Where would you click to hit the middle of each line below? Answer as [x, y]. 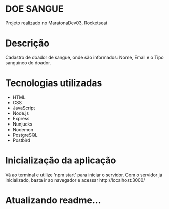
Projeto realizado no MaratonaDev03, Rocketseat [56, 23]
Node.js [21, 113]
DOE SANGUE [35, 9]
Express [21, 118]
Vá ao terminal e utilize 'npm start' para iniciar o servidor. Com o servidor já [84, 175]
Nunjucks [23, 124]
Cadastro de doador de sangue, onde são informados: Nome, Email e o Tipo [85, 57]
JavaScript [24, 108]
